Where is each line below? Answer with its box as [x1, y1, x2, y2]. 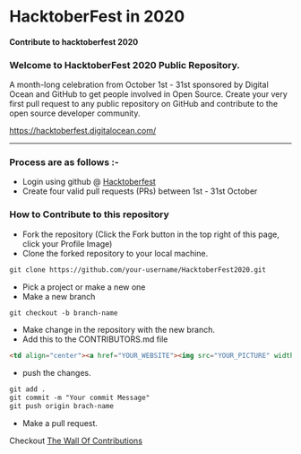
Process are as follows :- [9, 156, 119, 168]
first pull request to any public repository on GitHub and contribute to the [9, 99, 279, 109]
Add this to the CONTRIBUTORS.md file [21, 334, 168, 345]
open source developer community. [9, 108, 141, 118]
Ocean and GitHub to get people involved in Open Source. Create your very [9, 89, 288, 100]
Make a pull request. [21, 417, 99, 428]
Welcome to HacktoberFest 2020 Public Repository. [9, 58, 240, 71]
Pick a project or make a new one [21, 281, 146, 292]
